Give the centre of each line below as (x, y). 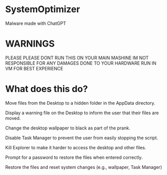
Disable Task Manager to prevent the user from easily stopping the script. (82, 138)
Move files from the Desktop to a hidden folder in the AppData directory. (80, 103)
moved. (13, 118)
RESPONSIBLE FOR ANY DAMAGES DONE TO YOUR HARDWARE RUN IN (81, 63)
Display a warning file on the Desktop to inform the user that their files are (82, 113)
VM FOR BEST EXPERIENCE (34, 68)
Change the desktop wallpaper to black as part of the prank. (68, 128)
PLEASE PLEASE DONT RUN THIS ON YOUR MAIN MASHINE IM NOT (77, 58)
